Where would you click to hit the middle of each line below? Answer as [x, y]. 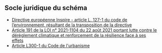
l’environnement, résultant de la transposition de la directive [72, 25]
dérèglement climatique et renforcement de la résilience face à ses [79, 35]
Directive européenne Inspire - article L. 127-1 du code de [69, 19]
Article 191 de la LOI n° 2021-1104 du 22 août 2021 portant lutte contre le [84, 30]
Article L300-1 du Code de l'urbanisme [51, 45]
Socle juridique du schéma [46, 8]
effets [18, 40]
